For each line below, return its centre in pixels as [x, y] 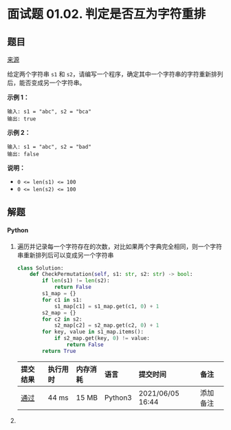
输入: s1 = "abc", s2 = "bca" [49, 111]
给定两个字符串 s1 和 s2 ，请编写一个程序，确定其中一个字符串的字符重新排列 [115, 74]
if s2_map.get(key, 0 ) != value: [102, 338]
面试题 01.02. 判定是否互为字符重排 [107, 14]
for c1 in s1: [62, 300]
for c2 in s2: [62, 319]
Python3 [118, 398]
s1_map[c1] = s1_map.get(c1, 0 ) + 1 [107, 306]
